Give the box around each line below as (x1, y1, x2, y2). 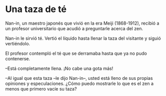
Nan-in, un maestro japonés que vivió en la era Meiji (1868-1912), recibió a (5, 20, 160, 26)
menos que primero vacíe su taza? (5, 85, 77, 91)
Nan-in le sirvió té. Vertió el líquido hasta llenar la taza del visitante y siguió (5, 35, 161, 41)
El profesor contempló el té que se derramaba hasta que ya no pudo (5, 50, 147, 56)
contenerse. (5, 55, 30, 61)
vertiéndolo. (5, 40, 30, 46)
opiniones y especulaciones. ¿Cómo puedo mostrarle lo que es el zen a (5, 80, 154, 86)
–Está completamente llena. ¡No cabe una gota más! (5, 65, 114, 71)
